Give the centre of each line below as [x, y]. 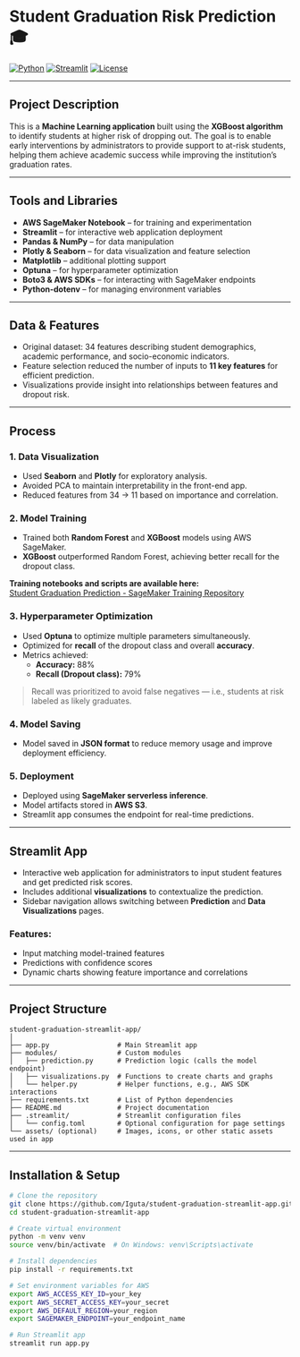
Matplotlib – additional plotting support [94, 260]
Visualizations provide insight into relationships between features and [150, 385]
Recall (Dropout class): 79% [88, 674]
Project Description [64, 105]
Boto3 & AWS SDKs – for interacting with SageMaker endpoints [139, 279]
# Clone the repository [54, 1195]
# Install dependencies [54, 1261]
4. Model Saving [45, 724]
